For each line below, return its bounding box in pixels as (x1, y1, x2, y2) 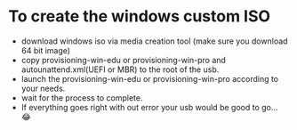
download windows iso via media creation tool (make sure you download (20, 36, 288, 46)
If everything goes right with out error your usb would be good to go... (20, 102, 278, 112)
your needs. (20, 83, 66, 93)
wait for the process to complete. (20, 92, 143, 103)
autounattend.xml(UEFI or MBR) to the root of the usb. (20, 64, 220, 75)
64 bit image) (20, 45, 71, 55)
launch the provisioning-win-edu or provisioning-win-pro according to (20, 73, 279, 84)
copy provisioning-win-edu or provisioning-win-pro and (20, 54, 226, 65)
